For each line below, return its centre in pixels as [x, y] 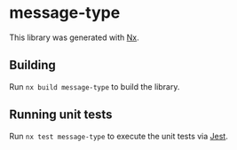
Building [32, 65]
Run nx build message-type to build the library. [95, 86]
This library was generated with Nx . [74, 37]
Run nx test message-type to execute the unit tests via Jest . [118, 136]
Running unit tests [61, 115]
